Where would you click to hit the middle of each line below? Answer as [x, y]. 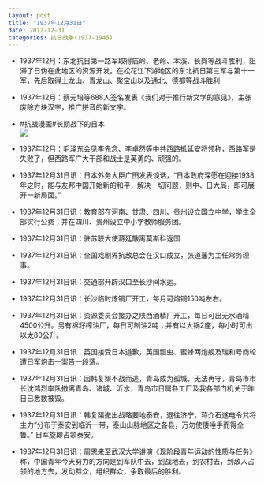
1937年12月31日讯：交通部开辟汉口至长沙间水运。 [100, 282]
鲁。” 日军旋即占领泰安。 [58, 435]
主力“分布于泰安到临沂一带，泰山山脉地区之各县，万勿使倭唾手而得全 [132, 425]
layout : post [30, 15]
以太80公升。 [41, 335]
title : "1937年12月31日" [47, 23]
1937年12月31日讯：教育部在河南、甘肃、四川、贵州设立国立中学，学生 [134, 212]
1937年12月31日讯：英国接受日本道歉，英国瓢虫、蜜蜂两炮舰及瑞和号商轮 [138, 352]
